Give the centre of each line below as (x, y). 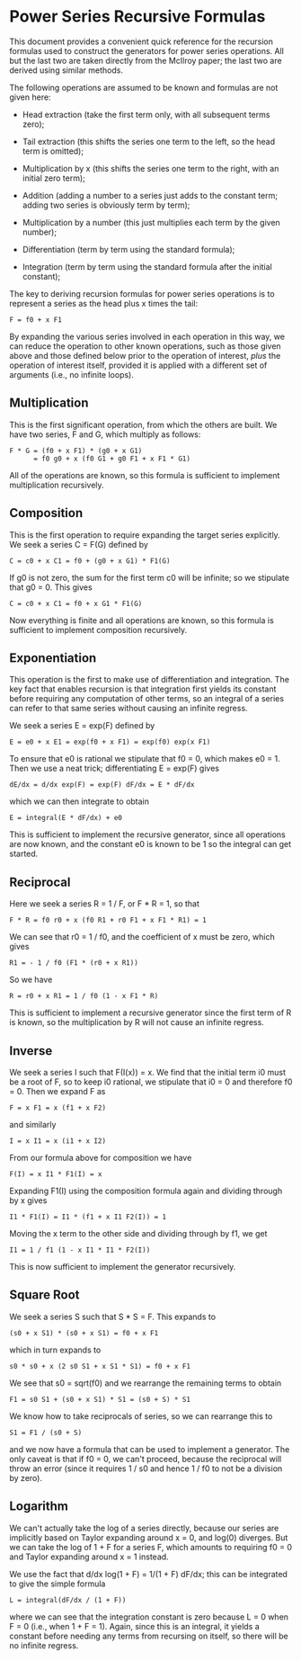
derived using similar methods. (66, 70)
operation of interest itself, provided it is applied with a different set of (138, 365)
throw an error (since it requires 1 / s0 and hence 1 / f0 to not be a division (146, 1468)
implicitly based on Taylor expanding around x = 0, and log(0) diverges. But (149, 1537)
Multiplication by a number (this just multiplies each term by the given (151, 222)
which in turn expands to (55, 1350)
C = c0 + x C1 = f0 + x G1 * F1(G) (76, 603)
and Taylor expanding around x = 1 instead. (89, 1557)
